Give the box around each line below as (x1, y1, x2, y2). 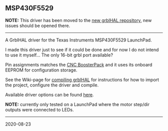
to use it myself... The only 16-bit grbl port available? (5, 52, 113, 58)
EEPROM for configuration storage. (5, 67, 77, 73)
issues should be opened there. (5, 22, 70, 28)
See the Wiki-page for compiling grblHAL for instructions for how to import (5, 76, 159, 82)
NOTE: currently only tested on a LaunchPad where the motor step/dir (5, 101, 150, 107)
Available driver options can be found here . (5, 91, 94, 97)
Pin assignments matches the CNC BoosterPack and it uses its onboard (5, 61, 152, 67)
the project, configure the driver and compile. (5, 82, 99, 88)
